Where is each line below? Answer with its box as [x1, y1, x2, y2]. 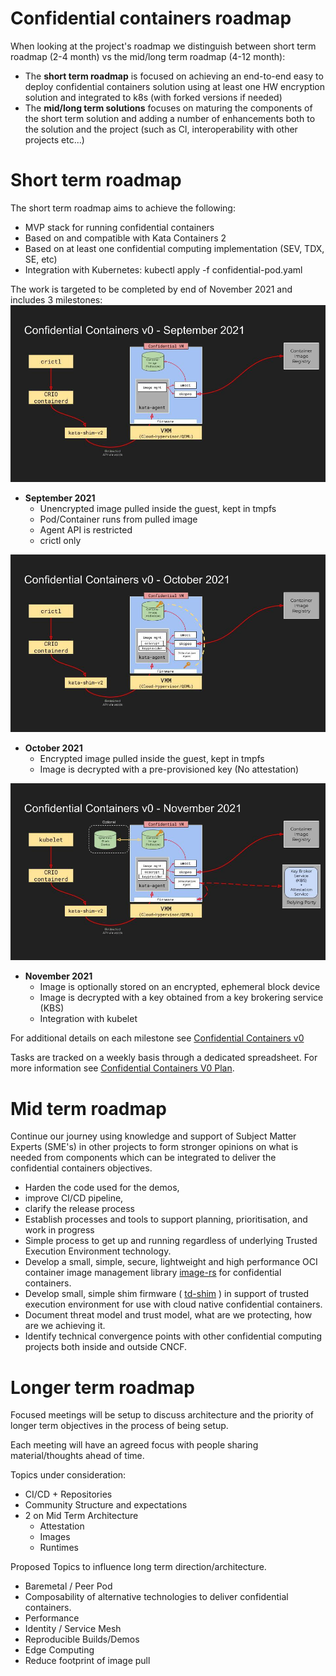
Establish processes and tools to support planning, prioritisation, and [24, 1213, 308, 1226]
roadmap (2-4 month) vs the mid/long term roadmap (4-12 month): [10, 50, 286, 62]
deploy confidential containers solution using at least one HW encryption [24, 80, 326, 92]
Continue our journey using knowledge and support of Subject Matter [10, 1130, 297, 1142]
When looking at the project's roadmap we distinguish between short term [10, 40, 317, 52]
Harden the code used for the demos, [24, 1182, 180, 1194]
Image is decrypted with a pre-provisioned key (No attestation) [39, 763, 300, 775]
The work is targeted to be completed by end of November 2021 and [10, 283, 293, 295]
